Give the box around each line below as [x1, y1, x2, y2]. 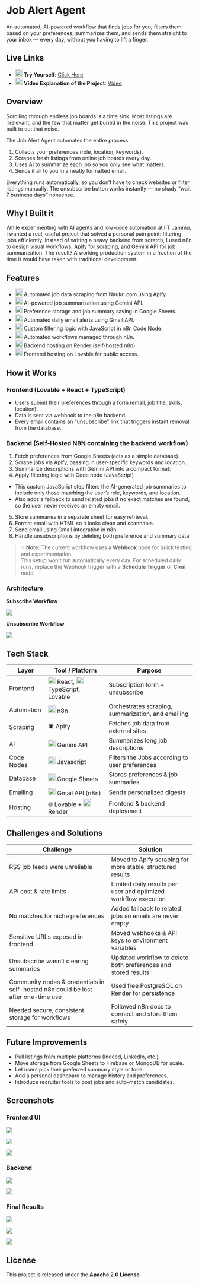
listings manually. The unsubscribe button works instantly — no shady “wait [6, 185, 191, 192]
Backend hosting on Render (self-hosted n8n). [23, 342, 137, 349]
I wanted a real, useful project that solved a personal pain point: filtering [6, 230, 182, 237]
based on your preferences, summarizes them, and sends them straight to [6, 29, 187, 36]
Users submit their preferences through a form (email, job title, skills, [14, 399, 182, 406]
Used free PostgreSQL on [111, 982, 182, 990]
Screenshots [6, 1096, 54, 1106]
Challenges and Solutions [6, 828, 103, 838]
